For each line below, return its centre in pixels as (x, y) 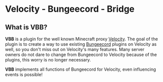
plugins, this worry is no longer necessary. (48, 60)
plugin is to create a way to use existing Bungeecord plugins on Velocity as (81, 44)
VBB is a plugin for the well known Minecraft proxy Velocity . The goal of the (81, 39)
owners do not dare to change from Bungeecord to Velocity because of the (81, 55)
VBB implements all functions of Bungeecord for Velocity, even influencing (81, 69)
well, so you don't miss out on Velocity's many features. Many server (75, 49)
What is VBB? (26, 27)
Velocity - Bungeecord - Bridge (70, 9)
